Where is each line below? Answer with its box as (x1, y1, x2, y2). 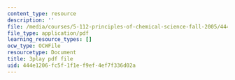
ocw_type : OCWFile (7, 42, 61, 49)
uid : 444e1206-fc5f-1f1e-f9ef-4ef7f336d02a (7, 62, 136, 69)
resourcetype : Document (7, 49, 77, 56)
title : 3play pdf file (7, 56, 73, 63)
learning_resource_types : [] (7, 36, 92, 43)
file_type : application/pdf (7, 29, 90, 37)
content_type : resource (7, 10, 77, 17)
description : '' (7, 17, 55, 24)
